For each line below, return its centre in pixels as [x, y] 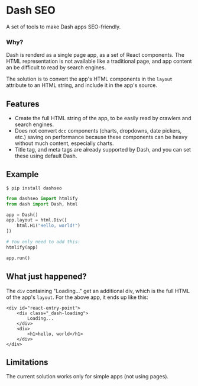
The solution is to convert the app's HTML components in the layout [89, 79]
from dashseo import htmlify [42, 198]
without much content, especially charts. [64, 143]
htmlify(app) [22, 247]
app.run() [18, 258]
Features [23, 104]
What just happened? [46, 277]
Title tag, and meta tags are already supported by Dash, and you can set [103, 150]
